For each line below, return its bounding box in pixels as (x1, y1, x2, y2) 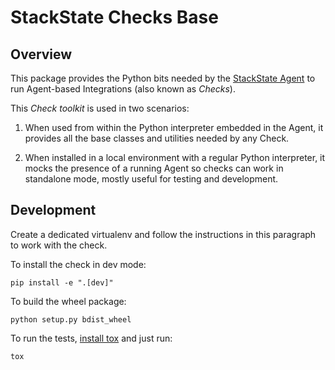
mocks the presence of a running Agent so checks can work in (24, 162, 284, 174)
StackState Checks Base (10, 6, 219, 29)
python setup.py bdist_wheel (10, 314, 132, 325)
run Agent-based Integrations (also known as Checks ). (10, 83, 236, 95)
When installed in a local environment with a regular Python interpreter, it (24, 152, 326, 163)
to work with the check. (10, 239, 108, 251)
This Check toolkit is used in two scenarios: (10, 102, 190, 114)
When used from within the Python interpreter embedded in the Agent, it (24, 122, 324, 133)
